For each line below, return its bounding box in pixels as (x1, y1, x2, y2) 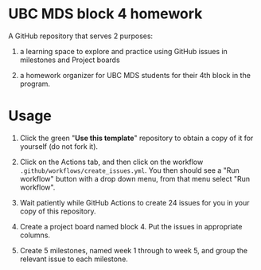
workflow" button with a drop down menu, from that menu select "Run (19, 174, 251, 183)
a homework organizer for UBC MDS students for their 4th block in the (19, 70, 251, 80)
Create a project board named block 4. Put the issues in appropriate (19, 221, 243, 231)
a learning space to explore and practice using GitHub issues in (19, 46, 228, 56)
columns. (19, 230, 50, 240)
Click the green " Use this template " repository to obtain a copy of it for (19, 133, 254, 143)
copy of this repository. (19, 206, 96, 216)
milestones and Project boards (19, 55, 121, 65)
